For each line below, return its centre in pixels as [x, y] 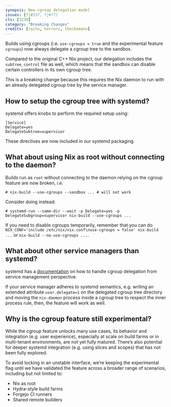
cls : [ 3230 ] [18, 19]
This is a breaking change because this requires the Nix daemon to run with [85, 80]
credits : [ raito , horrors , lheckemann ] [48, 29]
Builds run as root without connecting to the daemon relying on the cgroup [84, 177]
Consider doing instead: [31, 202]
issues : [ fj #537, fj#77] [32, 15]
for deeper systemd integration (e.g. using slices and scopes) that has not [83, 347]
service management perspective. [41, 277]
